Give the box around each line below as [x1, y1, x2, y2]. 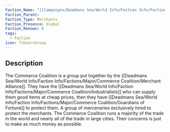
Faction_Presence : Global [5, 21, 60, 27]
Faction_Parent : [5, 12, 39, 17]
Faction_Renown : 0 [5, 26, 44, 31]
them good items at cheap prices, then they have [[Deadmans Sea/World [5, 94, 158, 100]
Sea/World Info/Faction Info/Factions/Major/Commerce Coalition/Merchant [5, 78, 161, 84]
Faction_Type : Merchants [5, 17, 58, 22]
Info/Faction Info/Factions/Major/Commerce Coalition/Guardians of [5, 99, 145, 105]
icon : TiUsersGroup [5, 40, 47, 46]
